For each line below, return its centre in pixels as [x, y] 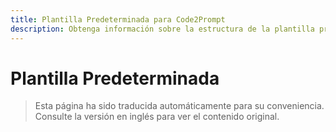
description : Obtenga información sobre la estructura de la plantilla [162, 29]
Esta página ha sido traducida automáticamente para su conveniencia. [179, 106]
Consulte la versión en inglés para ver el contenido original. [157, 117]
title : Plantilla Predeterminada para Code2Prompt [118, 19]
